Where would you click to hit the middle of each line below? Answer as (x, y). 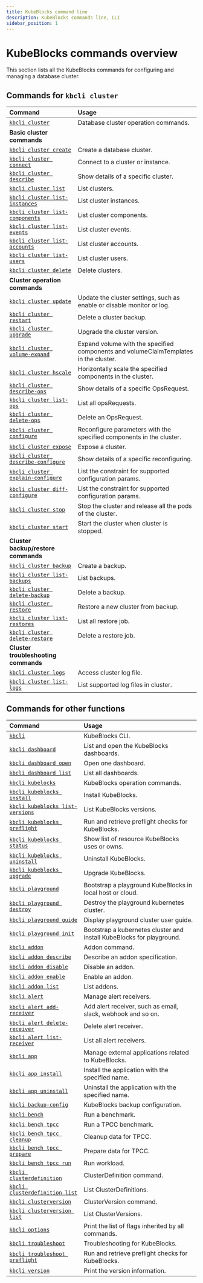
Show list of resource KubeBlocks (131, 839)
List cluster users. (103, 258)
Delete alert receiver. (113, 1026)
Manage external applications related (136, 1052)
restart (20, 321)
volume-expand (30, 355)
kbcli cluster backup (40, 566)
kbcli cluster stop (37, 510)
